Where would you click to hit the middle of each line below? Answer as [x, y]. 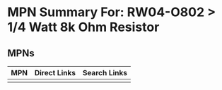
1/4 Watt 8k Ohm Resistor [83, 27]
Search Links [105, 73]
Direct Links [55, 73]
